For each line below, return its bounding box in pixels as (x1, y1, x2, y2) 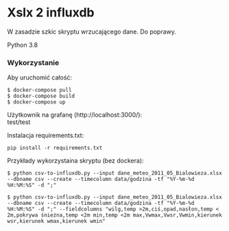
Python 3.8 (7, 40, 38, 49)
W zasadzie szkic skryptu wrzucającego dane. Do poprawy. (7, 27, 177, 36)
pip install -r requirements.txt (7, 145, 103, 151)
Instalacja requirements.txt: (7, 132, 84, 140)
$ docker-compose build (7, 93, 75, 100)
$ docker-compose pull (7, 87, 72, 94)
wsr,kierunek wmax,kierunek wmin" (7, 218, 106, 225)
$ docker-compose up (7, 99, 67, 106)
